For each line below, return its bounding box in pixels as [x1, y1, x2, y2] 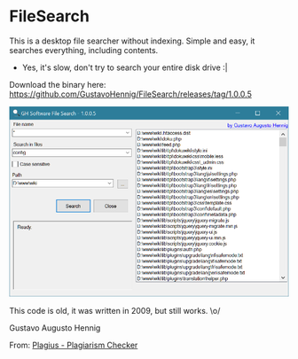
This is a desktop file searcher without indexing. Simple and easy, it [9, 35, 255, 46]
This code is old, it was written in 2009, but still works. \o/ [9, 305, 221, 316]
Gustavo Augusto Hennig [9, 322, 101, 333]
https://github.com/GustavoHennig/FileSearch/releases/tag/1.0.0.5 [9, 89, 253, 99]
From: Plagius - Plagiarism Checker [9, 339, 138, 350]
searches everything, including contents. [9, 44, 159, 55]
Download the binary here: [9, 79, 106, 90]
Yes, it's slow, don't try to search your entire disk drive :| [21, 62, 228, 73]
